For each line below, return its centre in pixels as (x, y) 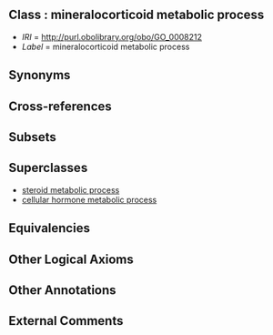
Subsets (32, 137)
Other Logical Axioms (71, 259)
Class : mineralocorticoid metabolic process (136, 15)
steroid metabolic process (71, 189)
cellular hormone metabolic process (89, 199)
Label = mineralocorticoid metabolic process (106, 46)
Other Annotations (62, 290)
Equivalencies (49, 228)
